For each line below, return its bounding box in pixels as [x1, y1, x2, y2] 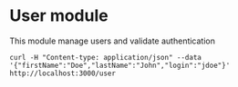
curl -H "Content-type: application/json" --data [9, 53, 202, 62]
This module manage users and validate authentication [9, 35, 216, 46]
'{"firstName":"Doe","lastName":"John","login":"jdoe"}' [9, 61, 231, 70]
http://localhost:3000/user [9, 69, 117, 78]
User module [9, 5, 109, 26]
